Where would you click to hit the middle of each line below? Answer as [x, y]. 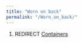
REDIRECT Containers [41, 34]
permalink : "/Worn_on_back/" [42, 17]
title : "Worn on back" [34, 11]
